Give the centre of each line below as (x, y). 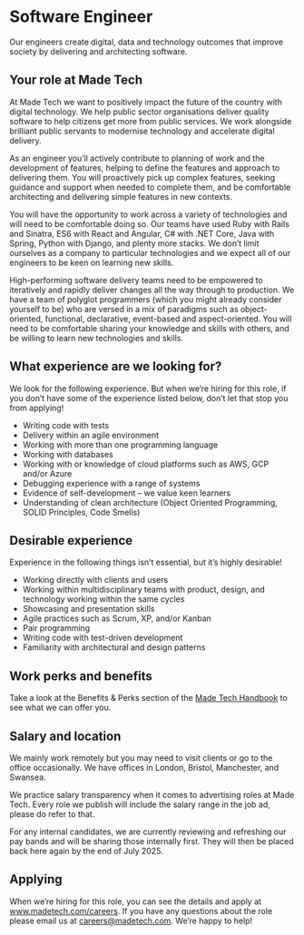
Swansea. (28, 777)
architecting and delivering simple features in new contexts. (121, 196)
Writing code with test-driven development (103, 638)
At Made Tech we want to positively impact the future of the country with (146, 102)
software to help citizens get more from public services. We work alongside (151, 121)
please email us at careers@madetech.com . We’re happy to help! (131, 920)
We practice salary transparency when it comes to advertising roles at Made (152, 795)
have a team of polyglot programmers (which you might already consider (146, 299)
